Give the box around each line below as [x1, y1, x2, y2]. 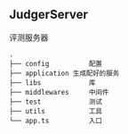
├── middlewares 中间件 [9, 88, 109, 96]
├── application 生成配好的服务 [9, 69, 120, 78]
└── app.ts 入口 [9, 116, 102, 125]
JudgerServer [9, 7, 89, 22]
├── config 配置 [9, 59, 102, 68]
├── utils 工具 [9, 106, 102, 115]
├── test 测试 [9, 97, 102, 106]
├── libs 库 [9, 78, 96, 88]
